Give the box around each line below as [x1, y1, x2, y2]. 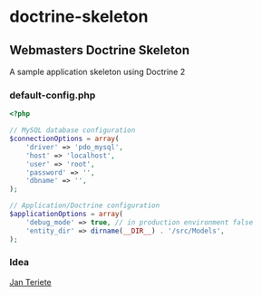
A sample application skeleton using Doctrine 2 [9, 66, 186, 77]
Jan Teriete [9, 276, 52, 287]
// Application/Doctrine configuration [9, 201, 160, 210]
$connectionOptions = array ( [9, 134, 120, 144]
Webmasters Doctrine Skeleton [9, 43, 190, 58]
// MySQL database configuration [9, 126, 136, 135]
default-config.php [9, 89, 96, 101]
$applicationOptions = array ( [9, 210, 124, 219]
